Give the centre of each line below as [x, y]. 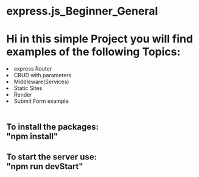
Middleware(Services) [42, 82]
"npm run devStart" [45, 166]
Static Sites [28, 88]
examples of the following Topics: [93, 52]
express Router [33, 69]
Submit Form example [41, 101]
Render [23, 95]
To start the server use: [52, 157]
